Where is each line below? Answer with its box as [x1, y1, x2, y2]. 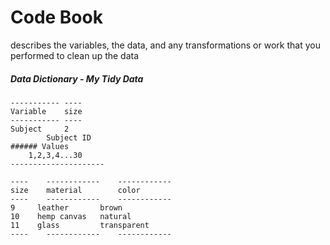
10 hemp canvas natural [10, 211, 132, 221]
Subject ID [46, 132, 92, 143]
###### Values [10, 141, 70, 151]
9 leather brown [10, 202, 123, 213]
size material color [10, 185, 141, 195]
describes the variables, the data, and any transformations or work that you [10, 39, 321, 51]
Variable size [10, 106, 83, 116]
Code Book [10, 6, 103, 29]
